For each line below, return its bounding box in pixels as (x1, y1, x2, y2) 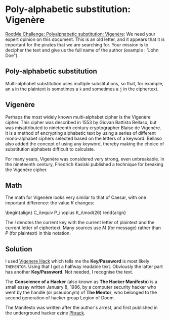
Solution (5, 245, 32, 253)
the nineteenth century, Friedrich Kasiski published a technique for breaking (5, 161, 163, 167)
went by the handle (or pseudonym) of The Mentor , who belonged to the (5, 289, 157, 296)
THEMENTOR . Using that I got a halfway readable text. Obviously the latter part (5, 263, 163, 270)
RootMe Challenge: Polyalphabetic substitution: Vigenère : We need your (5, 31, 156, 37)
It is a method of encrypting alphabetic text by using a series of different (5, 130, 156, 136)
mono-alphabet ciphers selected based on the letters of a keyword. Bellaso (5, 135, 162, 141)
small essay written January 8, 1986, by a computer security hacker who (5, 284, 156, 290)
